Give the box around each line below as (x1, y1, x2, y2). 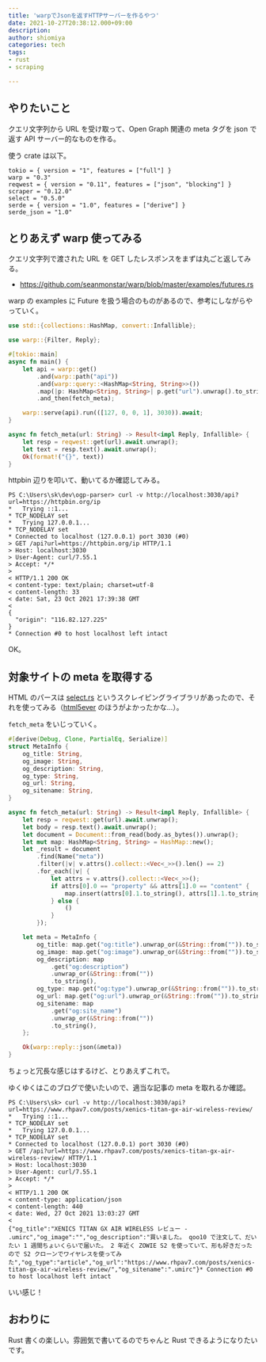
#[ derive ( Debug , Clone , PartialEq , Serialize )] (8, 735, 169, 743)
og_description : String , (22, 765, 104, 773)
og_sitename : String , (22, 787, 93, 795)
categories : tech (8, 41, 66, 49)
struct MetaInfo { (8, 742, 69, 751)
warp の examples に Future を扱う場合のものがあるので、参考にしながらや (8, 296, 253, 306)
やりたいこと (8, 101, 71, 115)
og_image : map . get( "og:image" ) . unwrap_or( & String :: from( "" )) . (36, 948, 246, 956)
